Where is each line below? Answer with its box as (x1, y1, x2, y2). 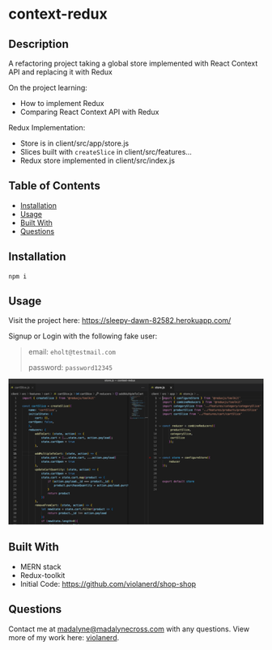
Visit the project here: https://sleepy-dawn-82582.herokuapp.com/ (8, 316, 232, 325)
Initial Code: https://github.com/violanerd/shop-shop (19, 579, 197, 588)
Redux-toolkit (19, 570, 66, 580)
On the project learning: (8, 83, 87, 92)
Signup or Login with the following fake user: (8, 331, 158, 341)
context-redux (8, 5, 108, 23)
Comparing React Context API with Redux (19, 107, 159, 117)
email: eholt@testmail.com (28, 347, 116, 357)
